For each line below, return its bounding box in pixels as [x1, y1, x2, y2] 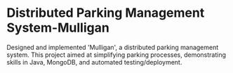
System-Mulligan [6, 20, 109, 36]
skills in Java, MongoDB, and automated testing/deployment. [6, 58, 182, 66]
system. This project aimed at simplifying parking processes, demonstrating [6, 51, 226, 59]
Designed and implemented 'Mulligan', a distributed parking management [6, 43, 219, 51]
